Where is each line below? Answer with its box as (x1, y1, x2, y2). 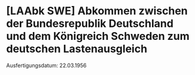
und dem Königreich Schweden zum (6, 30, 190, 43)
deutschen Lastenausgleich (6, 42, 148, 56)
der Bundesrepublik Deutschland (6, 17, 173, 30)
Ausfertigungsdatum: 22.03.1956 (6, 61, 87, 69)
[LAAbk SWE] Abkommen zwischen (6, 4, 188, 18)
